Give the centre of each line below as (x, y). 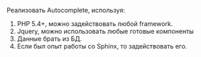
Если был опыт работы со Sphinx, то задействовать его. (102, 46)
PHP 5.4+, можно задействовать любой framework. (95, 24)
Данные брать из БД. (49, 39)
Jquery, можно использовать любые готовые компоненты (105, 31)
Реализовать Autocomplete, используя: (66, 10)
